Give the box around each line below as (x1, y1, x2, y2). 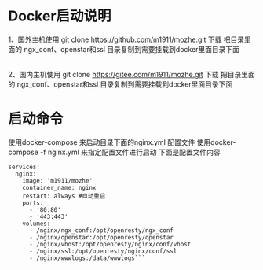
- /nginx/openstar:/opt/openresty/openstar (28, 233, 174, 241)
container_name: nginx (22, 183, 97, 191)
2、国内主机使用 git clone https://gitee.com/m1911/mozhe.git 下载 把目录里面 (8, 69, 255, 79)
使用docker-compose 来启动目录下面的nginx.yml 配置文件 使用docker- (8, 137, 237, 146)
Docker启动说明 (8, 7, 111, 25)
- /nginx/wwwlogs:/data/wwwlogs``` (28, 253, 146, 262)
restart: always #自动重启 (22, 192, 106, 200)
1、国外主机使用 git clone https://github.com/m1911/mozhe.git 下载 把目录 (8, 35, 245, 44)
